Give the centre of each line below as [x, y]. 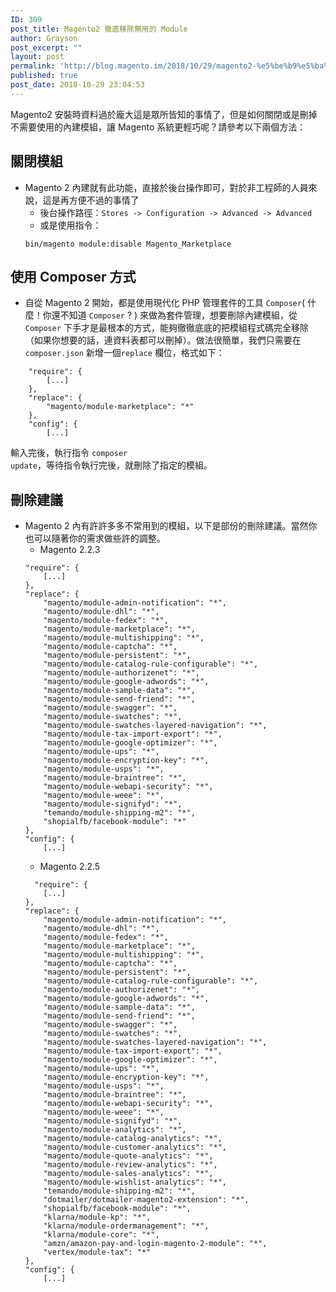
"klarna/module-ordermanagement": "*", [126, 1226]
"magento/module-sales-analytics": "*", [128, 1174]
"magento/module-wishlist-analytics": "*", [135, 1182]
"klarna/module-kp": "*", [97, 1217]
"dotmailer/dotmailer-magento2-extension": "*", [146, 1200]
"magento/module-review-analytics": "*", [130, 1165]
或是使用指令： [70, 225]
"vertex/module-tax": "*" [97, 1252]
